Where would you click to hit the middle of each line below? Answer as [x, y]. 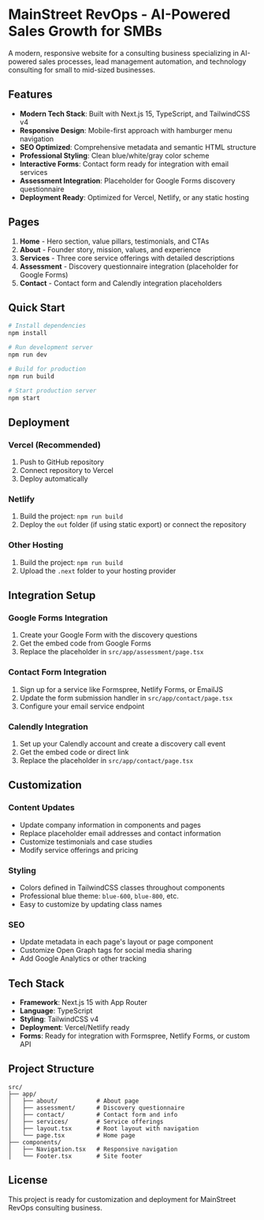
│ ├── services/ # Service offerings [86, 1121]
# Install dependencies [47, 326]
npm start [24, 398]
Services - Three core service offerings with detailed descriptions [127, 258]
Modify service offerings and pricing [79, 850]
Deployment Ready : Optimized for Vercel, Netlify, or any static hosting [134, 197]
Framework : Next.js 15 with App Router [83, 1002]
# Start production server [52, 391]
